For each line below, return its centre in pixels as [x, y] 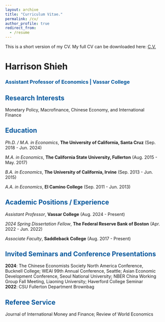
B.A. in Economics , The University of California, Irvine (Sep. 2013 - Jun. [79, 172]
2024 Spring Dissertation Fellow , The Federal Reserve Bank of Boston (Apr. [83, 224]
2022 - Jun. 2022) [24, 229]
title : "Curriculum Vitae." [34, 14]
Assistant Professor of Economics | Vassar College [67, 82]
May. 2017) [16, 162]
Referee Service [30, 302]
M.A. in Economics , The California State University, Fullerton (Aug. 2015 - [81, 157]
